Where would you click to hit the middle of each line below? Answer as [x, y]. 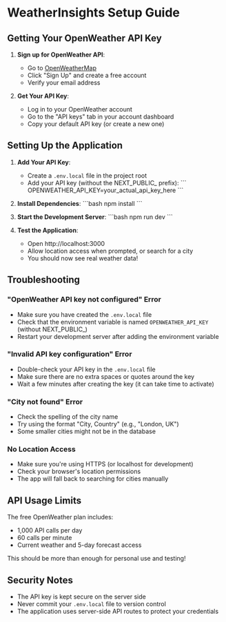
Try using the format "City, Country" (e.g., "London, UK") [98, 424]
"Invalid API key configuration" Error [70, 354]
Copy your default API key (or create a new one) [96, 124]
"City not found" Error [45, 402]
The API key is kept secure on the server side [81, 597]
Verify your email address [64, 83]
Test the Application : [48, 230]
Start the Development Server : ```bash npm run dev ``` [95, 217]
